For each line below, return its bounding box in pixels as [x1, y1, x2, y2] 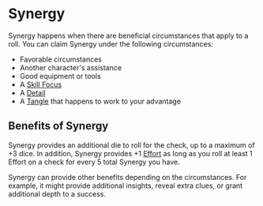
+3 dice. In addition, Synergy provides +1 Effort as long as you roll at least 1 [8, 148, 253, 158]
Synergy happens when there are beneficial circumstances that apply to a [8, 31, 249, 40]
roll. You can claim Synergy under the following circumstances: [8, 39, 213, 48]
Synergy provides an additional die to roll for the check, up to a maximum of [8, 140, 255, 150]
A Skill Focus [19, 80, 62, 89]
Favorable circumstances [19, 54, 103, 64]
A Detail [19, 88, 46, 97]
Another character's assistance [19, 62, 122, 72]
